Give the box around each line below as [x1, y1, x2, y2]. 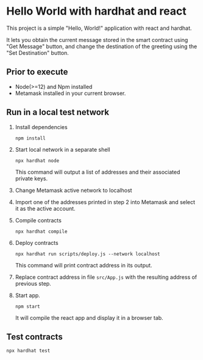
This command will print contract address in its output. [15, 261, 152, 269]
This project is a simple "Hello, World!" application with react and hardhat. [6, 24, 192, 32]
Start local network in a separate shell [15, 146, 111, 153]
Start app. [15, 291, 41, 299]
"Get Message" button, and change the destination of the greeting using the [6, 43, 198, 50]
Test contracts [6, 331, 63, 342]
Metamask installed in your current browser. [15, 90, 126, 97]
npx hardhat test [6, 348, 51, 354]
